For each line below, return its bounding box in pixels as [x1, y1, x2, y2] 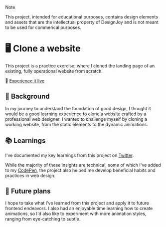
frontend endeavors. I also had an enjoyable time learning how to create [5, 206, 153, 212]
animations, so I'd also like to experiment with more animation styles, [5, 211, 147, 217]
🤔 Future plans [5, 187, 51, 195]
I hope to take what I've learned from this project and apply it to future [5, 200, 150, 206]
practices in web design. [5, 172, 56, 179]
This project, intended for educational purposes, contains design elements [5, 14, 159, 19]
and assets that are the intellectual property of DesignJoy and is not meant [5, 19, 159, 25]
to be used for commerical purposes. [5, 24, 81, 30]
